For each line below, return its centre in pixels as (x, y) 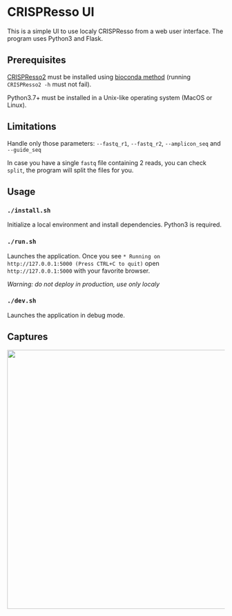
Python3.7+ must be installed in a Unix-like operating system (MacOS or (110, 97)
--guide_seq (24, 150)
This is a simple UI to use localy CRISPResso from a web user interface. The (115, 31)
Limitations (32, 127)
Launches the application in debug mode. (66, 315)
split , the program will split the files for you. (70, 170)
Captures (28, 337)
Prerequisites (37, 60)
